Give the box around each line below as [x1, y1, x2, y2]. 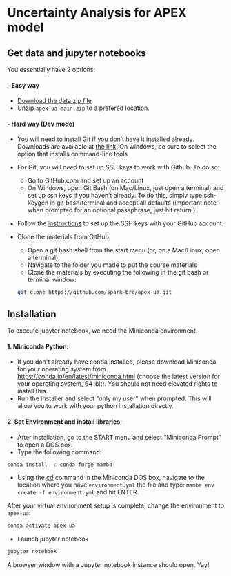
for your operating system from [17, 365, 107, 373]
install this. [17, 387, 48, 396]
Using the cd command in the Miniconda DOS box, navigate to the [17, 474, 205, 482]
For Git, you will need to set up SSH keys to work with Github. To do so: [17, 163, 220, 171]
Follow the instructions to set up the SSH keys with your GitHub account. [17, 219, 224, 227]
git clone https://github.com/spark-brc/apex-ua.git [17, 289, 172, 296]
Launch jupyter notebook [17, 535, 89, 544]
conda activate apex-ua [7, 522, 76, 530]
